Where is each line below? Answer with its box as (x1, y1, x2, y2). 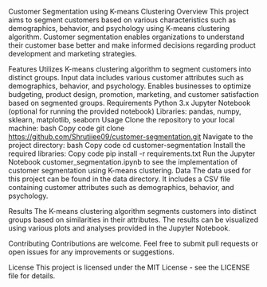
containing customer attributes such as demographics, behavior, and (8, 183, 234, 192)
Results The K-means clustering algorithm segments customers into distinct (8, 207, 257, 215)
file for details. (8, 271, 56, 281)
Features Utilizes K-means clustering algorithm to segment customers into (8, 64, 252, 74)
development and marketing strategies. (8, 49, 137, 58)
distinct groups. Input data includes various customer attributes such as (8, 73, 245, 82)
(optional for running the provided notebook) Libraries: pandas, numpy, (8, 107, 241, 116)
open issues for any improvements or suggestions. (8, 247, 175, 257)
